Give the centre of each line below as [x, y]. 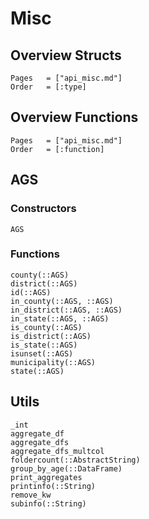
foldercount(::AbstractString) [75, 460]
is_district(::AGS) [51, 336]
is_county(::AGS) [46, 327]
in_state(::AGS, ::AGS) [60, 318]
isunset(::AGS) [42, 353]
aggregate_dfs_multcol [57, 451]
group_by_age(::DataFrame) [66, 468]
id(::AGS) [31, 292]
